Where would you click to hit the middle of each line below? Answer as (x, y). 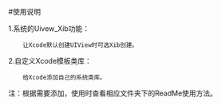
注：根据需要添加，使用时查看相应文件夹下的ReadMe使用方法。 (113, 93)
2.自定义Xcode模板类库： (50, 61)
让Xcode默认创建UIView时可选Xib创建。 (80, 45)
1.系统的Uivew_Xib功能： (49, 29)
